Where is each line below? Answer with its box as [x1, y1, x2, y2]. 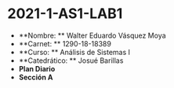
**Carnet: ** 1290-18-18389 [18, 38, 111, 48]
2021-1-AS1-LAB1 [7, 5, 123, 23]
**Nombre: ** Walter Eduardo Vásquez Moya [18, 31, 166, 40]
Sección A [18, 72, 53, 82]
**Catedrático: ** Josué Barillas [18, 56, 124, 65]
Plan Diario [18, 64, 56, 73]
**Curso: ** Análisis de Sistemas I [18, 47, 131, 57]
